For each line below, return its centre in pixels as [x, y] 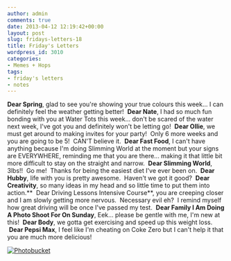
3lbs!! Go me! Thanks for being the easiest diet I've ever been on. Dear [111, 171]
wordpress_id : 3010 [35, 53]
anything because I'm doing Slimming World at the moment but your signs [113, 149]
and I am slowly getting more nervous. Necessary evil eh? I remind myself [114, 200]
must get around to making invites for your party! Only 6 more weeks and [113, 134]
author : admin [28, 14]
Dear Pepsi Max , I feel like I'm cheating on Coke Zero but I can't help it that [116, 230]
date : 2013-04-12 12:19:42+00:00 [55, 26]
